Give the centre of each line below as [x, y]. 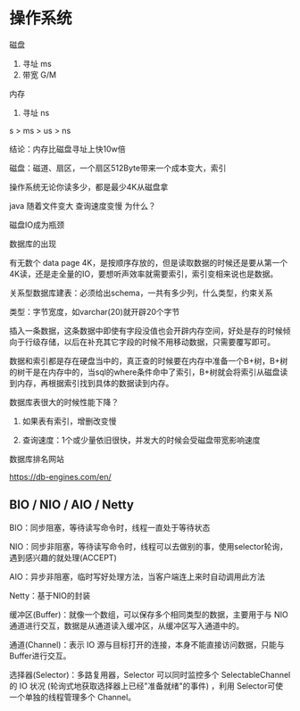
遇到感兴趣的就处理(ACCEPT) [63, 558]
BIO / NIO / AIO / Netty [71, 505]
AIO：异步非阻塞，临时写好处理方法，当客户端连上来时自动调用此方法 [137, 576]
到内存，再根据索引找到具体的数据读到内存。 [92, 383]
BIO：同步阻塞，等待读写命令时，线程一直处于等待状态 [110, 527]
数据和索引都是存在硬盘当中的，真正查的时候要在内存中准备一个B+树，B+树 [149, 360]
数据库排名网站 [37, 459]
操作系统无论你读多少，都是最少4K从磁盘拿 [89, 186]
